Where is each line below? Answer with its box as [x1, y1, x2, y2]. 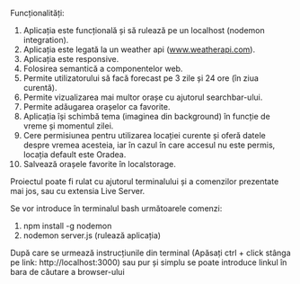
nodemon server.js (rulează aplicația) [22, 230, 161, 241]
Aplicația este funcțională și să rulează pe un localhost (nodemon [22, 25, 265, 35]
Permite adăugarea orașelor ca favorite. [22, 102, 171, 111]
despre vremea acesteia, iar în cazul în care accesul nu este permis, [22, 139, 276, 150]
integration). [22, 35, 69, 45]
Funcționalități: [10, 8, 66, 18]
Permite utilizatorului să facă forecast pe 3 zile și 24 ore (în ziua [22, 73, 260, 84]
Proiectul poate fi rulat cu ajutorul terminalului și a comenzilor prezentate [10, 176, 279, 187]
